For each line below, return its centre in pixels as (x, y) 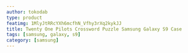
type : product (24, 18)
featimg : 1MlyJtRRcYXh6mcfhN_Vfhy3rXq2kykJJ (64, 23)
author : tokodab (27, 12)
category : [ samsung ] (33, 40)
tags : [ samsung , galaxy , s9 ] (43, 35)
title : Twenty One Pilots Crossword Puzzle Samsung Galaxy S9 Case (94, 29)
